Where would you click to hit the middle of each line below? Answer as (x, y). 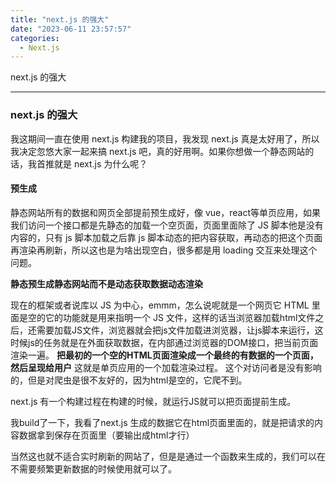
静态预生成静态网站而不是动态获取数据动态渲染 (106, 283)
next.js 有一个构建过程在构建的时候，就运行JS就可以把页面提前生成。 (153, 401)
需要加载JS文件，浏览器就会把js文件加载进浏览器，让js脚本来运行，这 (180, 330)
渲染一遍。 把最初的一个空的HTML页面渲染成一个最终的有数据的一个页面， (164, 355)
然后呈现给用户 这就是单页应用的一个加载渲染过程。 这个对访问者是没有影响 (166, 367)
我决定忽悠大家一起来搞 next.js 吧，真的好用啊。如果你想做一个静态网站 (158, 151)
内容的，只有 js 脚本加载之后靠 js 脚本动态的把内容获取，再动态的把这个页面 (166, 237)
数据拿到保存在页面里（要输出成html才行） (106, 435)
